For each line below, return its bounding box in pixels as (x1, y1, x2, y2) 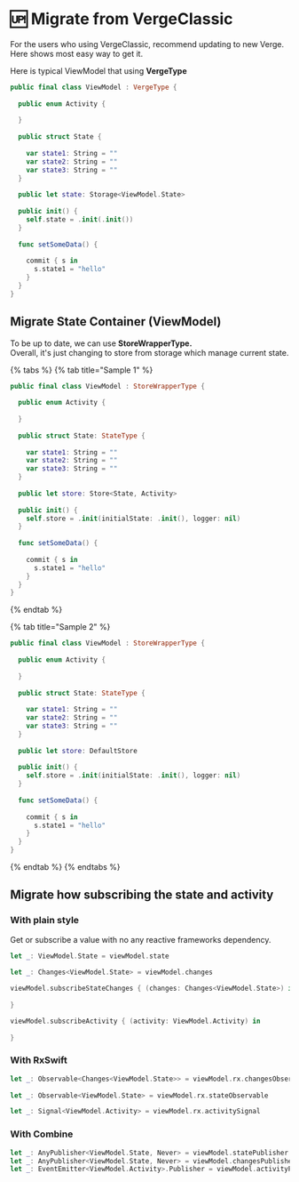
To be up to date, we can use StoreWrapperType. (10, 338, 193, 349)
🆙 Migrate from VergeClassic (10, 9, 233, 29)
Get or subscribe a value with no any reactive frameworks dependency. (10, 934, 271, 945)
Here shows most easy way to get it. (10, 48, 144, 59)
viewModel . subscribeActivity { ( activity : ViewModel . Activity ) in (10, 1017, 261, 1025)
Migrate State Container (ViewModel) (10, 314, 222, 329)
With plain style (10, 914, 79, 927)
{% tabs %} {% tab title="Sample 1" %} (10, 365, 153, 375)
